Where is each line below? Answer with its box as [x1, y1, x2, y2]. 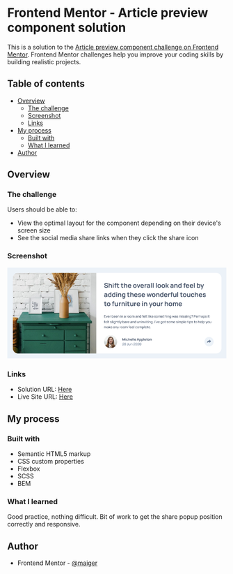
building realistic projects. [7, 57, 81, 66]
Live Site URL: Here [17, 392, 73, 401]
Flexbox [17, 464, 40, 473]
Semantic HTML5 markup [17, 449, 91, 458]
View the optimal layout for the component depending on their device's [17, 219, 221, 228]
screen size [17, 226, 51, 235]
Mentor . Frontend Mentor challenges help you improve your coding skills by [7, 50, 224, 59]
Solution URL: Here [17, 385, 72, 394]
